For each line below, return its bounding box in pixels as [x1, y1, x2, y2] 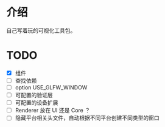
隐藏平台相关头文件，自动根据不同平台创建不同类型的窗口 [15, 114, 160, 122]
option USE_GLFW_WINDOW [15, 84, 88, 91]
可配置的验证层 [15, 92, 53, 99]
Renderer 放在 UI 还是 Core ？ [15, 107, 90, 114]
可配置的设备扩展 [15, 99, 58, 106]
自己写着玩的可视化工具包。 [6, 27, 76, 34]
